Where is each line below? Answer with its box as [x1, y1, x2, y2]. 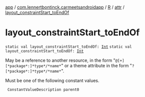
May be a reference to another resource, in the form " [5, 57, 116, 63]
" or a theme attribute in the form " [60, 62, 132, 69]
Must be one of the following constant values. [5, 77, 99, 84]
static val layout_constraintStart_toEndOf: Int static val [5, 44, 132, 49]
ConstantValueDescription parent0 [7, 87, 79, 92]
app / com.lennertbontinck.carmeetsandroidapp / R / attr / [5, 4, 125, 10]
